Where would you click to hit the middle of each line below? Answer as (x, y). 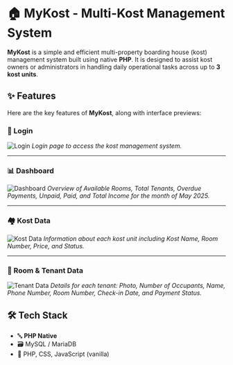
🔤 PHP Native (37, 336)
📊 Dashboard (31, 171)
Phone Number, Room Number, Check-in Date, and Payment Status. (105, 293)
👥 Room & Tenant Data (45, 270)
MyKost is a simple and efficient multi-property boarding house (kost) (107, 52)
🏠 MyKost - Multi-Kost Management (116, 14)
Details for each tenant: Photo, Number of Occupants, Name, (138, 285)
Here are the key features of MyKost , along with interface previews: (104, 112)
